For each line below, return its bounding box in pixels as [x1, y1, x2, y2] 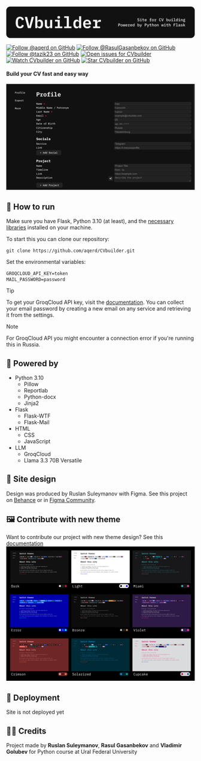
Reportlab [23, 387, 48, 394]
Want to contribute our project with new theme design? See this [6, 533, 163, 540]
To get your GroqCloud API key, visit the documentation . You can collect [6, 299, 184, 306]
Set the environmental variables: [6, 258, 86, 266]
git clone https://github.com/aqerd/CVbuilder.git [6, 248, 135, 254]
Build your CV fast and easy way [6, 70, 89, 78]
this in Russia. [6, 341, 41, 348]
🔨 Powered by [6, 358, 59, 369]
